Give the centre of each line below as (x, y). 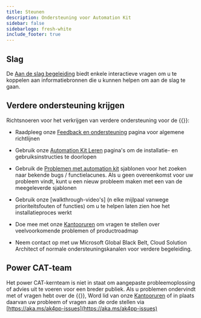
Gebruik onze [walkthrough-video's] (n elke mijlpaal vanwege (92, 199)
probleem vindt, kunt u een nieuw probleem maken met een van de (99, 181)
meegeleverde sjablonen (46, 188)
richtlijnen (28, 138)
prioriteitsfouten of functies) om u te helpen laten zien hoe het (92, 206)
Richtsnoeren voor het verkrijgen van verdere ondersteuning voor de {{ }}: (98, 120)
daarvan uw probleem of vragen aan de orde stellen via (75, 302)
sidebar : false (25, 23)
